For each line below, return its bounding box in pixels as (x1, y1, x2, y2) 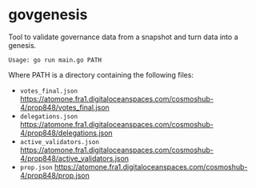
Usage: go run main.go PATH (8, 56, 102, 64)
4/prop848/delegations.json (19, 128, 114, 138)
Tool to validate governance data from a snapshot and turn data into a (8, 32, 238, 42)
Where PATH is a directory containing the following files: (8, 70, 194, 79)
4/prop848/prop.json (19, 170, 90, 180)
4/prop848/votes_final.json (19, 102, 110, 112)
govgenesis (8, 6, 88, 24)
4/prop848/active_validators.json (19, 154, 130, 163)
